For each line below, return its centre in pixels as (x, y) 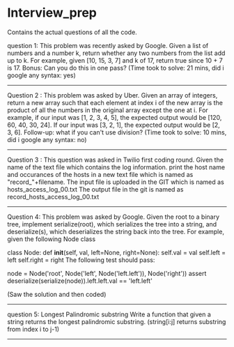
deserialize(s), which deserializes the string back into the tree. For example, (116, 231)
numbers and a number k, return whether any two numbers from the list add (116, 53)
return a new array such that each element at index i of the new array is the (115, 102)
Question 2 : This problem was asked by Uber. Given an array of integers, (112, 95)
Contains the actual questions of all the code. (72, 32)
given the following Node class (52, 239)
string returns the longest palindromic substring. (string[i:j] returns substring (117, 321)
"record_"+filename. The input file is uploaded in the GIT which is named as (116, 182)
